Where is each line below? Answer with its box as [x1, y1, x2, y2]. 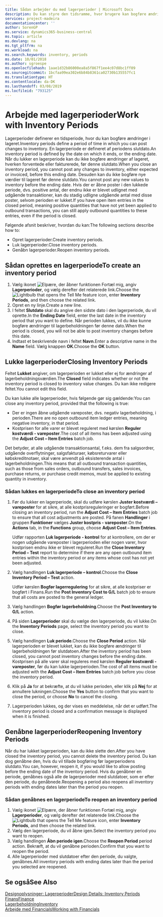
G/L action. [12, 609, 35, 615]
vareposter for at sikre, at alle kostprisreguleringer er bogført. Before [12, 504, 149, 510]
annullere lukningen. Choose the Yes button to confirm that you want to [12, 688, 154, 694]
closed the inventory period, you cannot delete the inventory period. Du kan [5, 753, 157, 759]
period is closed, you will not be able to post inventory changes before [12, 328, 153, 334]
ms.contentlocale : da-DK [5, 79, 55, 84]
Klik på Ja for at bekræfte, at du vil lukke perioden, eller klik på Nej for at [12, 684, 157, 689]
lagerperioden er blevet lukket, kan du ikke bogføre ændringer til [12, 643, 142, 649]
